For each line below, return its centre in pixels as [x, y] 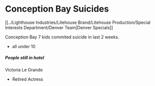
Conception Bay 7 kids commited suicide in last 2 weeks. [62, 37]
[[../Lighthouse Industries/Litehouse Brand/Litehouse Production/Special [78, 22]
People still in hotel [25, 57]
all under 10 [24, 46]
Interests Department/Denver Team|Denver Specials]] [59, 27]
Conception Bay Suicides [57, 9]
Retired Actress [28, 79]
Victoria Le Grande [24, 69]
